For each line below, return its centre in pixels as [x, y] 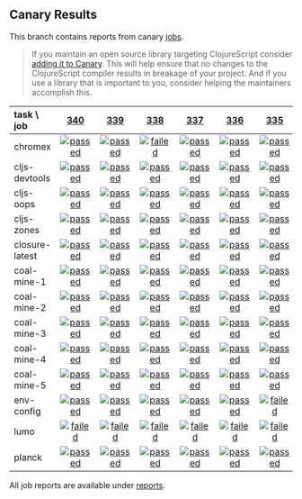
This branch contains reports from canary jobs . [97, 36]
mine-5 [30, 385]
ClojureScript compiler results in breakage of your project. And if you [159, 73]
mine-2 [30, 307]
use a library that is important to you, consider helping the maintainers [161, 82]
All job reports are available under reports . [88, 485]
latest [26, 256]
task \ [26, 114]
